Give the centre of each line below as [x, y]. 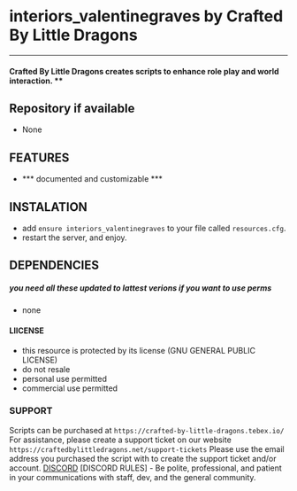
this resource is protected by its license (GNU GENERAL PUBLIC [139, 350]
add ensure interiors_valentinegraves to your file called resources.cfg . [154, 228]
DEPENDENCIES [54, 265]
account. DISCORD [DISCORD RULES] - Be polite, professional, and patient [146, 468]
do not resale [46, 369]
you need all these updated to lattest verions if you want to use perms [141, 288]
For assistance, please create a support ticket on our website [120, 440]
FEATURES [39, 157]
